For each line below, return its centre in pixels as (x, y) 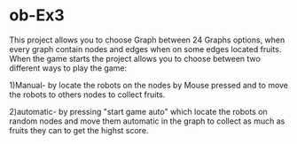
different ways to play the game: (68, 68)
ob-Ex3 (37, 15)
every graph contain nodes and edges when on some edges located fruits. (145, 49)
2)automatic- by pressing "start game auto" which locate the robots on (138, 111)
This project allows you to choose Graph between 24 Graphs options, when (147, 40)
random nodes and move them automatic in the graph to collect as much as (147, 121)
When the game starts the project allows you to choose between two (135, 58)
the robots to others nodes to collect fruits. (87, 95)
